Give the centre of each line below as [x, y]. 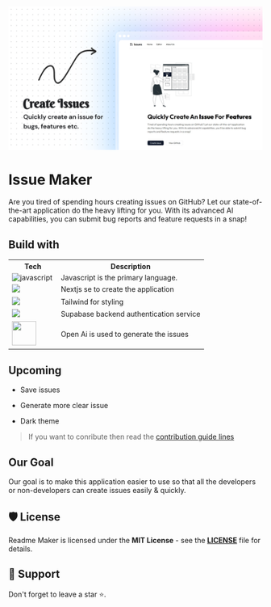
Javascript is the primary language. [119, 278]
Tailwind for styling [92, 301]
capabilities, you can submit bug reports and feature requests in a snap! [128, 219]
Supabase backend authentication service [131, 314]
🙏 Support [34, 574]
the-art [20, 211]
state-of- [248, 202]
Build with [34, 244]
